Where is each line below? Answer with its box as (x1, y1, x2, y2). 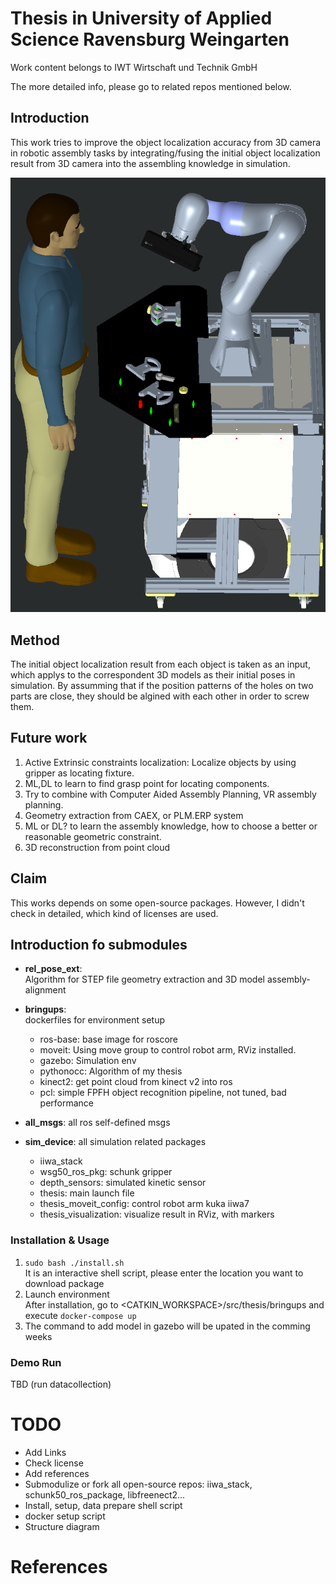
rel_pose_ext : (24, 963, 83, 975)
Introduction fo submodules (10, 937, 188, 954)
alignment (24, 984, 67, 996)
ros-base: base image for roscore (39, 1033, 178, 1046)
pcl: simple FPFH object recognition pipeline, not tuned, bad (39, 1087, 287, 1099)
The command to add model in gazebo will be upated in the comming (24, 1320, 311, 1332)
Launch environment (24, 1288, 110, 1300)
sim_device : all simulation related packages (24, 1136, 207, 1148)
